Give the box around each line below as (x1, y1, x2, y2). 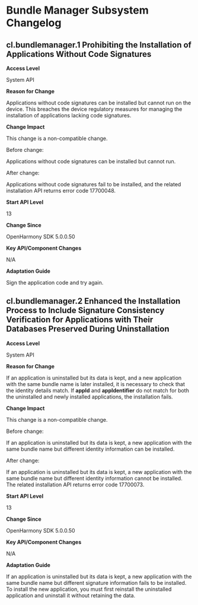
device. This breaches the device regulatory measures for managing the (6, 106, 183, 113)
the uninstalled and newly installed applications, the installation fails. (6, 393, 173, 400)
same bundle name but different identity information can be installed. (6, 445, 175, 453)
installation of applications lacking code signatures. (6, 112, 132, 119)
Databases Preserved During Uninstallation (6, 324, 170, 334)
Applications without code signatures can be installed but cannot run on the (6, 99, 191, 106)
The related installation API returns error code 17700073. (6, 481, 145, 488)
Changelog (6, 16, 62, 30)
